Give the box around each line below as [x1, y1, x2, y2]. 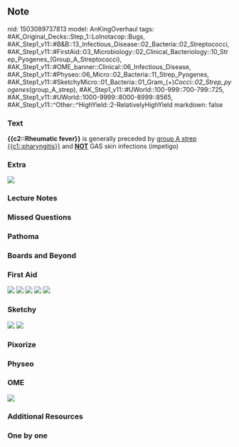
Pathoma [7, 232, 39, 242]
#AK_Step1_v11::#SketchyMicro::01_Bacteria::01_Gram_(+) [7, 78, 175, 86]
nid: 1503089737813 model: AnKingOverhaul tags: [7, 24, 154, 33]
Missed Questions [7, 212, 72, 222]
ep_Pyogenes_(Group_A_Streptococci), [7, 55, 122, 63]
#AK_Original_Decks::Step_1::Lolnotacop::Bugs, [7, 32, 146, 41]
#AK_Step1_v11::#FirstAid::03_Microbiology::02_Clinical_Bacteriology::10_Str [7, 47, 229, 56]
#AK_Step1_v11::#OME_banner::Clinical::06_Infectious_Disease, [7, 62, 191, 71]
